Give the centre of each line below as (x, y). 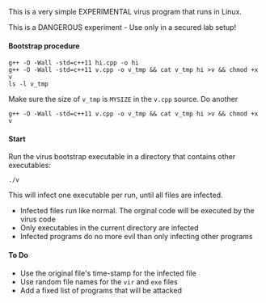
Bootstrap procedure (44, 46)
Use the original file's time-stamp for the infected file (108, 273)
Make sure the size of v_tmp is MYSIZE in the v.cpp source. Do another (123, 99)
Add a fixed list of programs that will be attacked (101, 290)
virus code (38, 219)
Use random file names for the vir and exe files (99, 281)
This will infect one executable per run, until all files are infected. (116, 195)
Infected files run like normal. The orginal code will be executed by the (137, 211)
